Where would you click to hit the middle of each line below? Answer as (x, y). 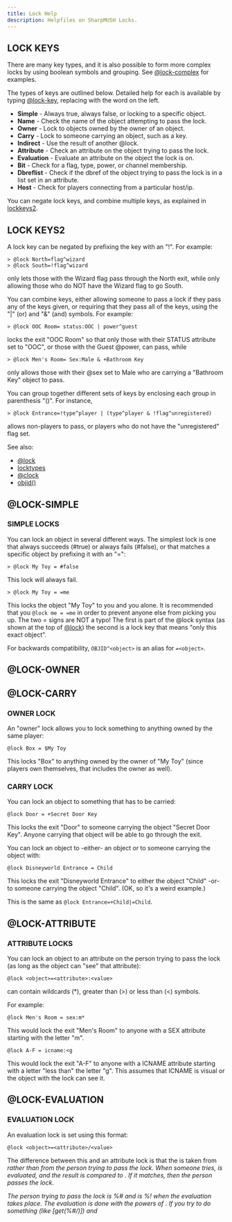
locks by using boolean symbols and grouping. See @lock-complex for (108, 72)
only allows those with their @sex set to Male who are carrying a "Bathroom (115, 372)
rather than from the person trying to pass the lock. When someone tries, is (115, 1168)
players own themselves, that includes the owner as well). (90, 768)
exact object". (27, 635)
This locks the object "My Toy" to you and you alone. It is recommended (110, 605)
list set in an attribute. (48, 180)
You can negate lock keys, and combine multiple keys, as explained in (107, 201)
